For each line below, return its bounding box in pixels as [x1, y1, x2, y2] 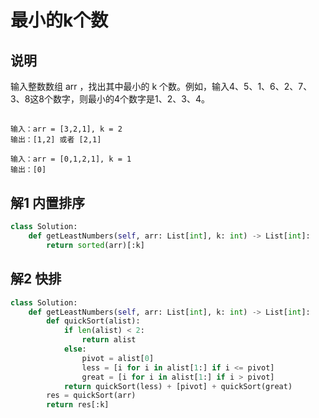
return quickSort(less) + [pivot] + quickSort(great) [63, 381, 293, 391]
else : [63, 344, 87, 355]
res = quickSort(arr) [46, 391, 137, 401]
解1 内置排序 [10, 194, 86, 211]
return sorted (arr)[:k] [46, 240, 145, 250]
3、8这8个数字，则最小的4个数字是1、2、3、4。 [10, 93, 210, 105]
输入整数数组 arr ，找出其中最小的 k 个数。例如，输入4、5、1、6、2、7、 [10, 81, 313, 92]
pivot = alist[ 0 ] [81, 353, 155, 363]
